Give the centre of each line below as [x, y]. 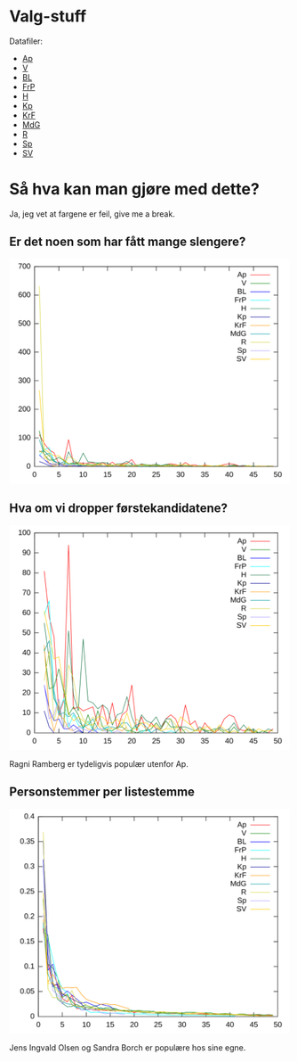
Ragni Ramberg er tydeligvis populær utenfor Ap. [99, 763]
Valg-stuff [48, 16]
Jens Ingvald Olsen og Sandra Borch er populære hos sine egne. [128, 1047]
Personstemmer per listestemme [102, 792]
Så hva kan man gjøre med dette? [134, 189]
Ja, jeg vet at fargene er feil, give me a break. [92, 214]
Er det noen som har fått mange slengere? [128, 242]
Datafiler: [26, 41]
